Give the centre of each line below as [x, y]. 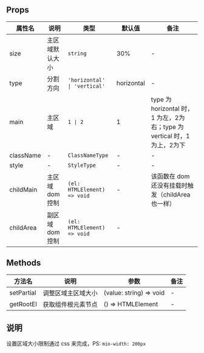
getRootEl [23, 304]
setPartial [23, 293]
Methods [24, 263]
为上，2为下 [168, 145]
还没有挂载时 [169, 185]
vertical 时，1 [170, 136]
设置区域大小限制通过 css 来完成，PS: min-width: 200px [76, 344]
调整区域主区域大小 [70, 293]
